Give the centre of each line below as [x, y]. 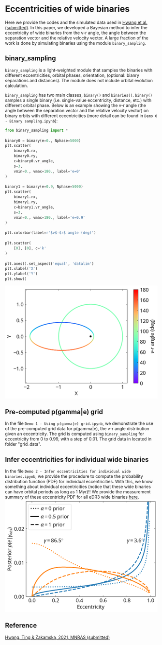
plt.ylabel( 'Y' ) [21, 274]
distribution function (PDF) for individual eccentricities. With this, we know [79, 482]
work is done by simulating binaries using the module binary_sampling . [75, 43]
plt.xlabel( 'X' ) [21, 269]
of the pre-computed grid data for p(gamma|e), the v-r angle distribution [77, 429]
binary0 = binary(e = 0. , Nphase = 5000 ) [43, 140]
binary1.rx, [26, 197]
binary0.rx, [26, 151]
